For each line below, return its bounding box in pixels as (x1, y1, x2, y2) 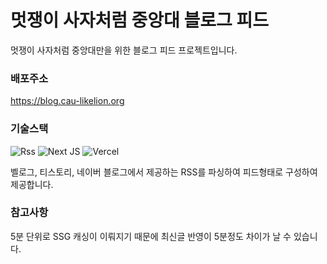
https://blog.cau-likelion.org (10, 95, 125, 107)
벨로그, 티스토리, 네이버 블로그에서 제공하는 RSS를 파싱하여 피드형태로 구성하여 (10, 166, 318, 178)
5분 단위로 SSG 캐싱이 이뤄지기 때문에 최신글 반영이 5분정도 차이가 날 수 (10, 230, 292, 242)
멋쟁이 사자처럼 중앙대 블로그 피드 (10, 9, 269, 32)
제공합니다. (10, 178, 54, 190)
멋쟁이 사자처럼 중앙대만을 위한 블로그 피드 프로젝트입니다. (10, 44, 238, 56)
